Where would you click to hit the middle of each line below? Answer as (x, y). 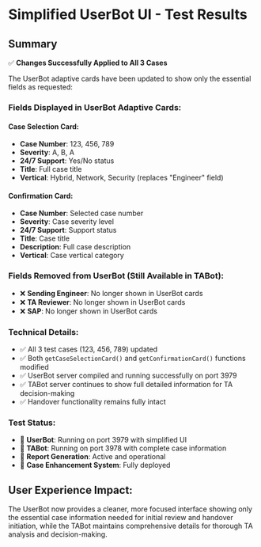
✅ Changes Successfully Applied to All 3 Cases (88, 63)
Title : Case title (44, 238)
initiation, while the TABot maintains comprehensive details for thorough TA (130, 526)
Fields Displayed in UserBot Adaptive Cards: (95, 107)
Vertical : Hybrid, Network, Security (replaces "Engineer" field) (121, 178)
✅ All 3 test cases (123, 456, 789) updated (89, 349)
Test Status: (32, 423)
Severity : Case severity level (67, 222)
